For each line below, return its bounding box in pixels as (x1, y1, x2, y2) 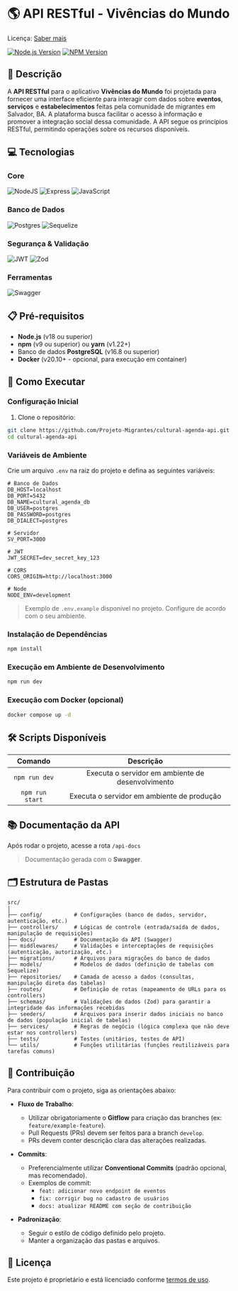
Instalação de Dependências (7, 629, 108, 639)
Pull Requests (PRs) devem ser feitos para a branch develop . (28, 1129, 204, 1137)
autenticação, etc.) (7, 917, 69, 924)
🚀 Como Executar (7, 375, 86, 387)
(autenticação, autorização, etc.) (7, 948, 113, 955)
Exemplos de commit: (28, 1178, 92, 1187)
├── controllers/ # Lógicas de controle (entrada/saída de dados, (7, 924, 220, 931)
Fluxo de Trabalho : (17, 1099, 74, 1108)
